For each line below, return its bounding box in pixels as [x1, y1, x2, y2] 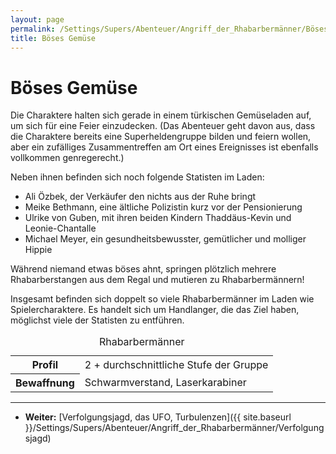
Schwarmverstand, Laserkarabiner [84, 376, 247, 390]
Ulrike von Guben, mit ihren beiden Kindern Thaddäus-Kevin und [24, 212, 292, 224]
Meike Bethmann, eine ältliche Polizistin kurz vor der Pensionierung [24, 201, 303, 213]
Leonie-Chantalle [24, 222, 97, 235]
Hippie [24, 244, 53, 256]
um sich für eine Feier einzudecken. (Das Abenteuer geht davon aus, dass [10, 120, 316, 132]
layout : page [10, 14, 65, 25]
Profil [31, 358, 59, 372]
